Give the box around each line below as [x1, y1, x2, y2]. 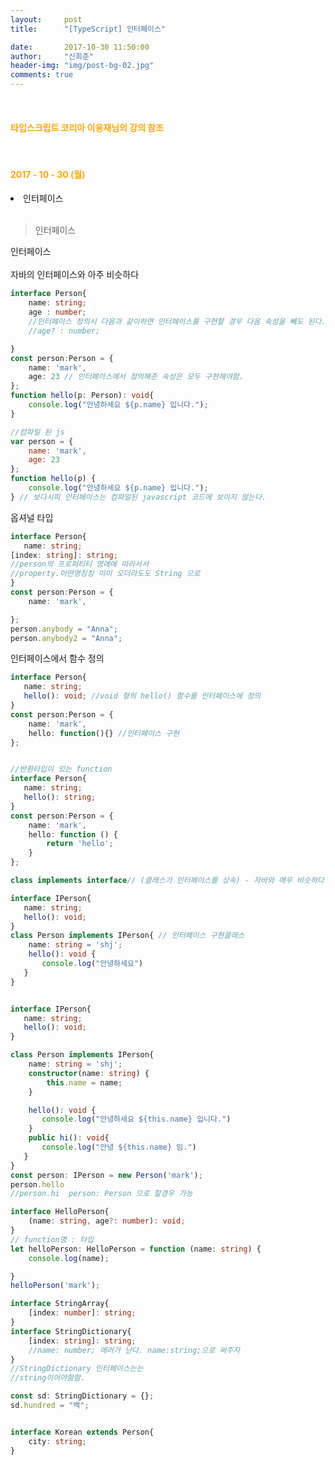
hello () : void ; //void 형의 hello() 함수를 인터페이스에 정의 [23, 691, 262, 701]
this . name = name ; [46, 1077, 123, 1088]
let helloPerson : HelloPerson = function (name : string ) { [10, 1244, 262, 1254]
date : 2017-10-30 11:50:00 [10, 42, 150, 52]
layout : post [10, 14, 83, 25]
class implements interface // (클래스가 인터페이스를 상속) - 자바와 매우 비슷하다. [10, 876, 329, 886]
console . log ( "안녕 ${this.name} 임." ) [41, 1142, 197, 1153]
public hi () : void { [28, 1133, 110, 1143]
